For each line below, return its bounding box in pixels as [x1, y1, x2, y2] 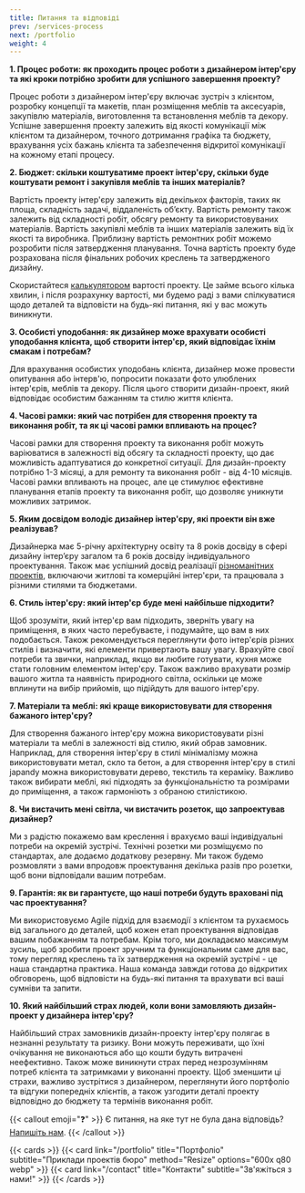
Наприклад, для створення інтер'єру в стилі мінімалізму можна [9, 747, 259, 758]
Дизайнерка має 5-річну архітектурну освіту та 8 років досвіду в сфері [9, 541, 288, 552]
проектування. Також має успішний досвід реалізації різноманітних [9, 560, 275, 571]
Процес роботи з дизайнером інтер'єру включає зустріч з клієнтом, [9, 91, 275, 102]
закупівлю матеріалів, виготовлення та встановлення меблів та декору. [9, 110, 289, 121]
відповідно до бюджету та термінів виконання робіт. [9, 1095, 214, 1106]
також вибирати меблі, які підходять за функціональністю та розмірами [9, 776, 290, 787]
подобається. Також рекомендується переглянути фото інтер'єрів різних [9, 635, 294, 646]
